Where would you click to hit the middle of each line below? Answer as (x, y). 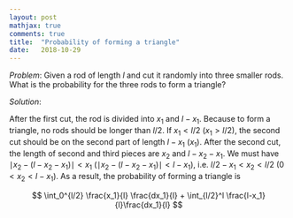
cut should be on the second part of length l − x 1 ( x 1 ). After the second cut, (145, 143)
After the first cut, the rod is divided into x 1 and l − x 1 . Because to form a (140, 120)
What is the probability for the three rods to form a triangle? (118, 85)
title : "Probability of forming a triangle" (94, 42)
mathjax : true (35, 26)
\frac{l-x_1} (246, 195)
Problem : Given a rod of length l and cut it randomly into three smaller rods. (146, 75)
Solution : (25, 101)
